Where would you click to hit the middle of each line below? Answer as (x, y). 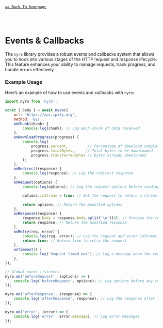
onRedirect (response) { (38, 169)
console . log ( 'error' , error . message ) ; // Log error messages (77, 316)
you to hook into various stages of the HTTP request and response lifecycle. (81, 59)
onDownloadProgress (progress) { (46, 137)
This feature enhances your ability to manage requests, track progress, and (80, 64)
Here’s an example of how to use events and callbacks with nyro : (70, 93)
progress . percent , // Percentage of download (86, 146)
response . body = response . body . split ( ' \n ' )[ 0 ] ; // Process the (88, 218)
